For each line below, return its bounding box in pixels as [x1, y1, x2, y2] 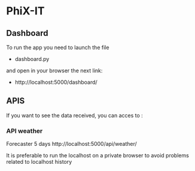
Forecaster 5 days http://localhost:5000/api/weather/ [6, 141, 138, 148]
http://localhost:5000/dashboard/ [14, 79, 97, 85]
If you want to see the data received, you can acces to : [6, 112, 144, 119]
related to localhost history [6, 158, 72, 166]
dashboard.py [14, 56, 50, 62]
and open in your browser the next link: [6, 67, 103, 74]
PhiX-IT [6, 4, 45, 18]
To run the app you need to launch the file [6, 44, 109, 51]
